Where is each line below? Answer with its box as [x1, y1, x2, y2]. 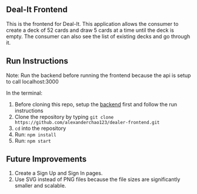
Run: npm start [14, 137, 51, 144]
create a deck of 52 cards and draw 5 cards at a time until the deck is [6, 26, 175, 34]
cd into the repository [14, 125, 66, 132]
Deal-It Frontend [6, 5, 68, 15]
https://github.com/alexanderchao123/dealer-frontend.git [14, 119, 160, 125]
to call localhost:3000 [6, 78, 59, 85]
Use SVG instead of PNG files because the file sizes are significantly [14, 176, 181, 183]
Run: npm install [14, 131, 57, 138]
